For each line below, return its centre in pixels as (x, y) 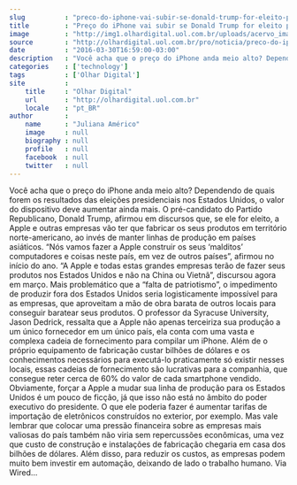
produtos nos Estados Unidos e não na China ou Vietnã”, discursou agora (143, 275)
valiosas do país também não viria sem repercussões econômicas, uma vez (147, 435)
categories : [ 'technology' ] (69, 67)
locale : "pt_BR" (63, 108)
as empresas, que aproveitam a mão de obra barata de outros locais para (143, 304)
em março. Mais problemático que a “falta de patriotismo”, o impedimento (144, 285)
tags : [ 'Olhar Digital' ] (75, 75)
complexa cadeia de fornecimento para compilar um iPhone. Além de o (138, 341)
